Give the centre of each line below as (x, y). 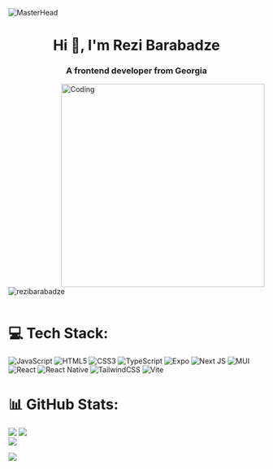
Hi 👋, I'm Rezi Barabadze (136, 46)
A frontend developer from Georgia (136, 71)
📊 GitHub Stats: (64, 404)
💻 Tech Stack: (58, 333)
